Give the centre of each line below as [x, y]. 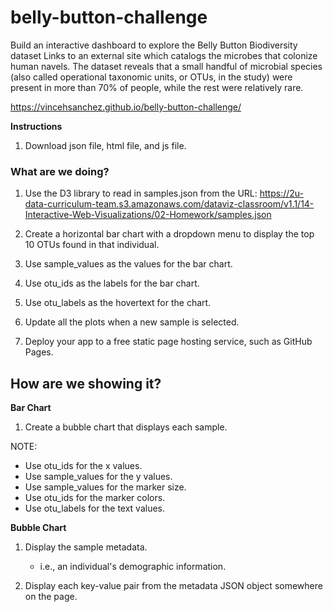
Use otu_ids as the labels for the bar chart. [112, 283]
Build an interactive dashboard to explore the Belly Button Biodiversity [154, 45]
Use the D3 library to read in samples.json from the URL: [141, 193]
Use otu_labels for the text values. [95, 508]
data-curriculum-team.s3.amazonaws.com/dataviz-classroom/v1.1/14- [169, 204]
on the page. [51, 597]
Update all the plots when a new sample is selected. [132, 322]
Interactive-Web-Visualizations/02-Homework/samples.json [148, 215]
